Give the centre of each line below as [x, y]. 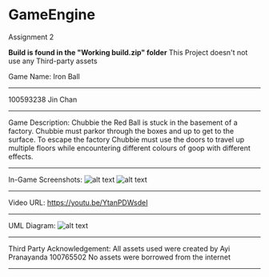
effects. [21, 156]
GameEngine [52, 15]
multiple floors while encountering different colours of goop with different [129, 148]
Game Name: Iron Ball [44, 76]
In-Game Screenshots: [45, 179]
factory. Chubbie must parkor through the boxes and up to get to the [121, 130]
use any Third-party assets [53, 61]
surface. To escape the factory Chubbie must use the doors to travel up [126, 139]
